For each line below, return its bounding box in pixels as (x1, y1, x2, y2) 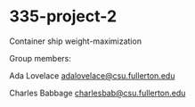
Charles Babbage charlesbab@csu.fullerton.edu (9, 87, 186, 98)
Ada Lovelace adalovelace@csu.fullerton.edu (9, 70, 175, 81)
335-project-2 (9, 6, 118, 27)
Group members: (9, 53, 71, 63)
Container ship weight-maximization (9, 36, 142, 46)
